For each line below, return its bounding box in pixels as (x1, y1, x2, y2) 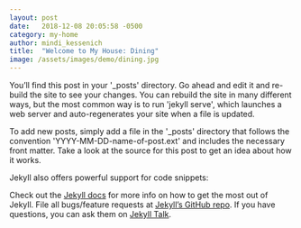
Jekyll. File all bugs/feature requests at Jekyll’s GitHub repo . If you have (9, 199, 276, 210)
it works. (9, 155, 42, 165)
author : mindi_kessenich (9, 38, 103, 48)
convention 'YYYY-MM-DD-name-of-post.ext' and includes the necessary (9, 136, 286, 146)
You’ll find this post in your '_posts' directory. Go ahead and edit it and (9, 80, 270, 90)
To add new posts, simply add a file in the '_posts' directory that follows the (9, 126, 290, 136)
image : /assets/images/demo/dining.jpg (9, 55, 160, 64)
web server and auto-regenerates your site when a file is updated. (9, 109, 255, 119)
